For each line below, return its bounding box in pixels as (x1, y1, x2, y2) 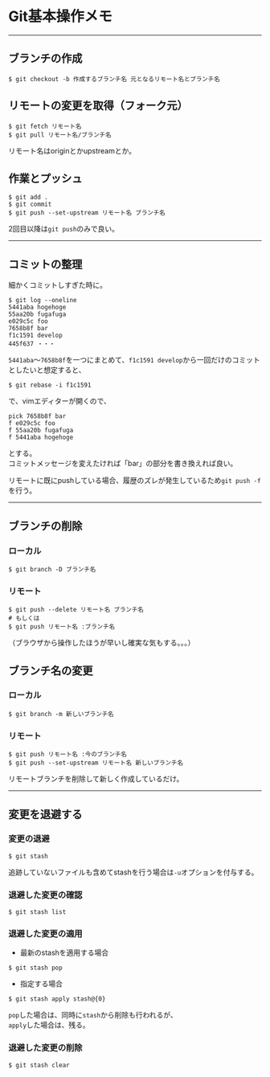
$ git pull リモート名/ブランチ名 (8, 130, 112, 139)
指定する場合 (19, 979, 63, 989)
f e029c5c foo (8, 420, 56, 428)
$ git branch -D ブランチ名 (8, 565, 96, 573)
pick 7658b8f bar (8, 412, 67, 420)
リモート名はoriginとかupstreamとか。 (8, 145, 137, 155)
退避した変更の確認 (8, 889, 83, 900)
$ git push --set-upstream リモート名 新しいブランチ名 (8, 759, 183, 768)
